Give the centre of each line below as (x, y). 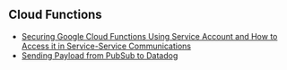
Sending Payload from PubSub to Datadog (100, 55)
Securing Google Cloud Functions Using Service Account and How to (149, 36)
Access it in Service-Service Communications (106, 46)
